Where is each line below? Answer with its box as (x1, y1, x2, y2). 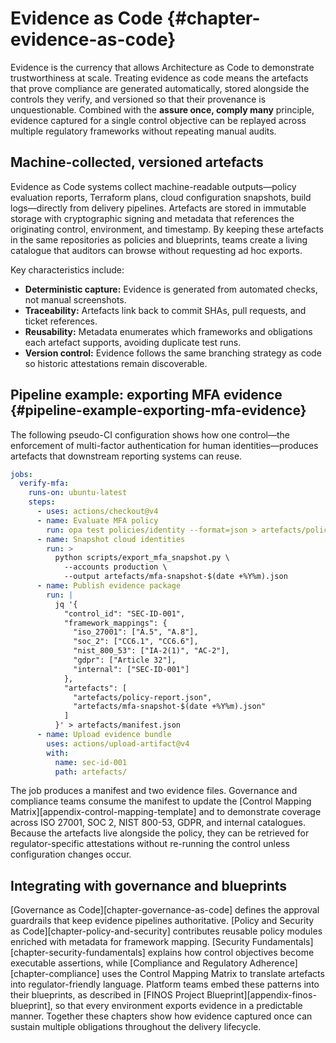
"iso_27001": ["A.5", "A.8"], (73, 627, 199, 637)
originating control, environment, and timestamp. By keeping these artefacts (10, 223, 324, 235)
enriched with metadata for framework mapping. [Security (10, 936, 250, 948)
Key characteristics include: (10, 263, 125, 276)
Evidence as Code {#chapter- (10, 7, 261, 30)
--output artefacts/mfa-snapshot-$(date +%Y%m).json (63, 572, 288, 582)
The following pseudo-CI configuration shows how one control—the (10, 428, 290, 441)
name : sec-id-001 (54, 757, 128, 767)
